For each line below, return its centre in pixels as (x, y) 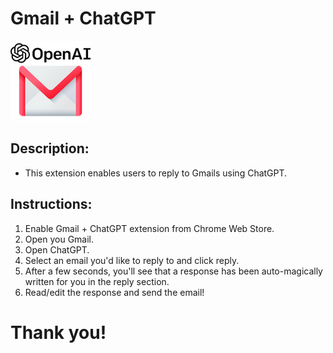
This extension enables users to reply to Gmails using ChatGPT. (156, 173)
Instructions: (51, 204)
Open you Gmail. (59, 239)
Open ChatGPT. (57, 249)
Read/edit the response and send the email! (114, 292)
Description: (50, 148)
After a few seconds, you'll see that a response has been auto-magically (173, 271)
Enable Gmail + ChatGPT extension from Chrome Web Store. (149, 228)
